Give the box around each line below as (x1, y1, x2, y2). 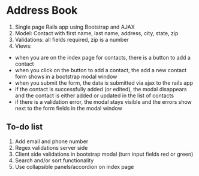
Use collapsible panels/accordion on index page (14, 163, 134, 170)
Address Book (6, 4, 78, 17)
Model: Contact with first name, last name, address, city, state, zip (14, 29, 179, 36)
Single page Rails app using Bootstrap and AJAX (14, 23, 135, 30)
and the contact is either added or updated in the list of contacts (14, 92, 174, 99)
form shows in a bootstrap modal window (14, 73, 117, 80)
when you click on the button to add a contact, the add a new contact (14, 66, 187, 73)
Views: (14, 42, 32, 50)
